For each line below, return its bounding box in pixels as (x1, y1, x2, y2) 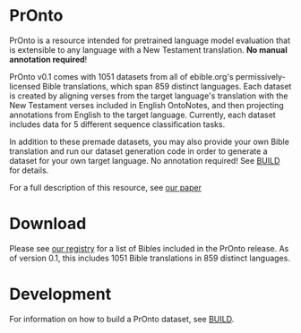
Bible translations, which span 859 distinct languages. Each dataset (42, 81, 292, 91)
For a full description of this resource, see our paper (9, 182, 202, 192)
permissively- (236, 71, 287, 81)
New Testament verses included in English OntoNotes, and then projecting (9, 99, 284, 110)
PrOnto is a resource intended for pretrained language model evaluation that (9, 35, 291, 46)
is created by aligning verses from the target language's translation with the (9, 90, 288, 101)
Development (9, 284, 112, 304)
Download (9, 214, 87, 234)
